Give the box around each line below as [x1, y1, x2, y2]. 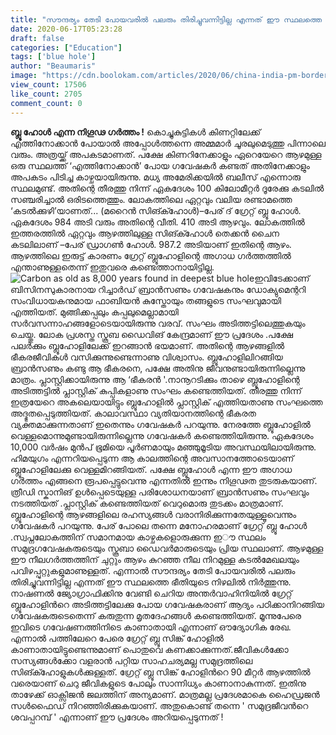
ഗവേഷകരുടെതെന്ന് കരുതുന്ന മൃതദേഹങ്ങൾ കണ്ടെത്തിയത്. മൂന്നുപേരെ [10, 609, 302, 621]
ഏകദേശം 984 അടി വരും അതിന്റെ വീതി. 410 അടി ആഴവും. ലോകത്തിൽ [10, 216, 305, 228]
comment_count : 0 [10, 98, 83, 108]
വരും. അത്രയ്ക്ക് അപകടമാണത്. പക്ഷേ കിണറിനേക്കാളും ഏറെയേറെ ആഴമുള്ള [10, 148, 322, 160]
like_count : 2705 [10, 89, 83, 99]
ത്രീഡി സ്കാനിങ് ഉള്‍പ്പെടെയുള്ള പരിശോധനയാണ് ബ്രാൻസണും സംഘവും [10, 486, 310, 498]
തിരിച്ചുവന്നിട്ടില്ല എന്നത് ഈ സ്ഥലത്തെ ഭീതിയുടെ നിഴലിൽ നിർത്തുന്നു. [10, 576, 292, 588]
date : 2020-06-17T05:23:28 [10, 24, 123, 34]
